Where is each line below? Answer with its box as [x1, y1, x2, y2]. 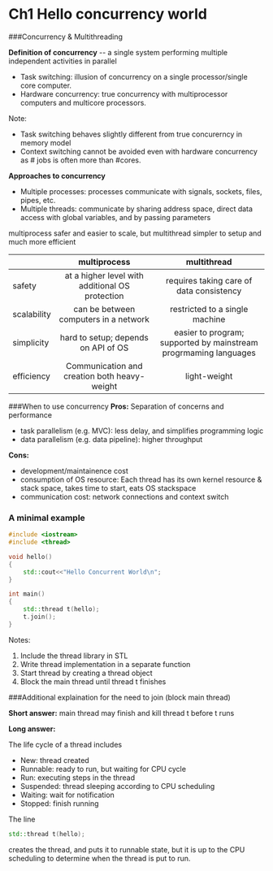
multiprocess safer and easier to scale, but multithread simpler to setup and [8, 228, 262, 238]
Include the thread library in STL [19, 651, 128, 661]
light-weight [185, 370, 233, 382]
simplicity [12, 336, 50, 348]
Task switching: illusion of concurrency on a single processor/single [19, 71, 248, 81]
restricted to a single [169, 303, 249, 314]
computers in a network [58, 314, 150, 325]
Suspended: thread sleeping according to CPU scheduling [19, 781, 215, 791]
